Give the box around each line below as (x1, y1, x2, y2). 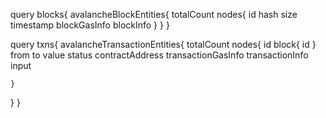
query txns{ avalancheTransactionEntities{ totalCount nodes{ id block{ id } (10, 39, 317, 50)
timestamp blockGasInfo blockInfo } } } (10, 19, 170, 31)
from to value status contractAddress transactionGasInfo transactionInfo (10, 49, 309, 61)
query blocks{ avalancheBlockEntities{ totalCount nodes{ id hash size (10, 9, 298, 20)
